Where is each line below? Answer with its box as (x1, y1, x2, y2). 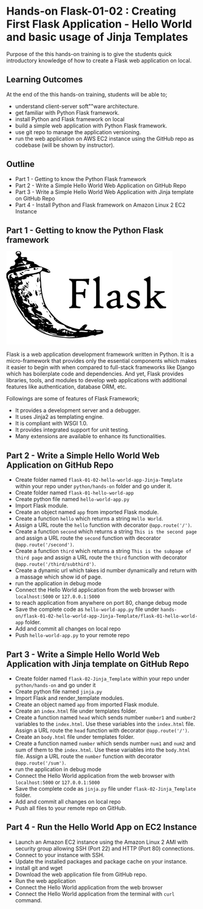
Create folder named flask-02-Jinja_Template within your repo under (15, 675, 190, 682)
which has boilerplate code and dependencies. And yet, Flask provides (6, 370, 184, 377)
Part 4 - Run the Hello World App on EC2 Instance (6, 822, 198, 833)
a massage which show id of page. (15, 573, 103, 580)
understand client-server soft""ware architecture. (15, 102, 139, 110)
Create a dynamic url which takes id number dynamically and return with (15, 567, 198, 574)
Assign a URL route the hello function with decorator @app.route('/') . (15, 521, 193, 529)
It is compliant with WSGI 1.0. (15, 419, 88, 427)
